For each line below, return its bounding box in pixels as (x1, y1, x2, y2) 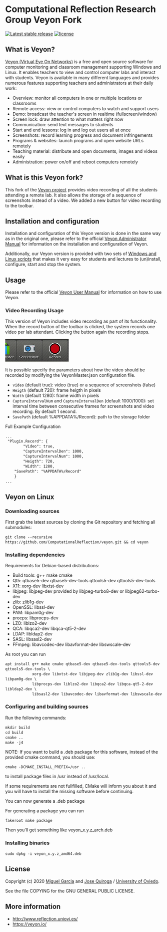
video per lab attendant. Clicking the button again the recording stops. (5, 329, 150, 335)
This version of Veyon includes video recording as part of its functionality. (5, 318, 157, 324)
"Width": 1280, (23, 464, 55, 469)
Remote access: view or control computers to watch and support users (12, 105, 159, 111)
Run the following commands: (5, 715, 66, 721)
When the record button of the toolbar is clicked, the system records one (5, 324, 155, 330)
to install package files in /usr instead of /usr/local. (5, 773, 109, 779)
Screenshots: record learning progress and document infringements (12, 132, 153, 138)
